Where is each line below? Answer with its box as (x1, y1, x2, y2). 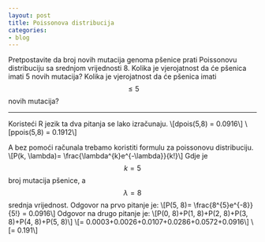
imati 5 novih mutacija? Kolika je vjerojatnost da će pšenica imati (8, 72, 217, 81)
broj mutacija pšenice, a (8, 176, 86, 185)
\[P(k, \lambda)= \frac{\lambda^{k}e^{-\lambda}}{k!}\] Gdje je (8, 151, 208, 161)
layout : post (8, 11, 51, 20)
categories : (8, 26, 47, 34)
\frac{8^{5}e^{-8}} (193, 200, 254, 210)
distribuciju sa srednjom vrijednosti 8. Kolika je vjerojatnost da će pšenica (8, 64, 247, 73)
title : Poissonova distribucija (8, 19, 114, 27)
